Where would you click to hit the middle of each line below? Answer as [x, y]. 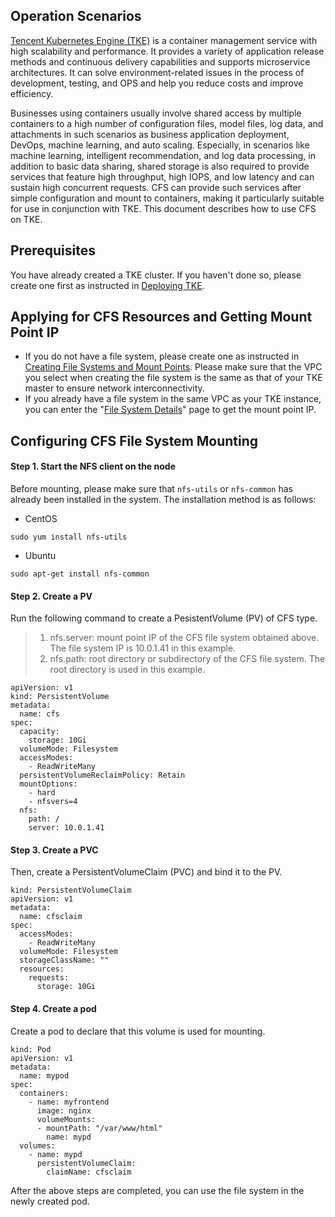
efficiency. [32, 93]
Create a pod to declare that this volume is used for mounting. [138, 1031]
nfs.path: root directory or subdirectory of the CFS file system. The [187, 659]
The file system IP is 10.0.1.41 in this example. [143, 648]
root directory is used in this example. [127, 670]
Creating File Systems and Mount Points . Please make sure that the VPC [173, 367]
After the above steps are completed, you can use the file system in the [157, 1190]
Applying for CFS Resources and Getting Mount [161, 317]
